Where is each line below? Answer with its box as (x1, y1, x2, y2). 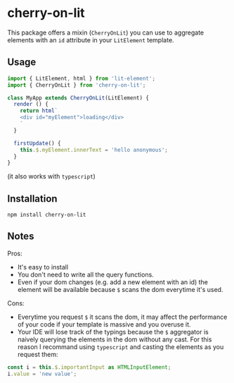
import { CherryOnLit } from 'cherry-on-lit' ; (7, 81, 146, 89)
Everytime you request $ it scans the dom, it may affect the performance (17, 312, 228, 321)
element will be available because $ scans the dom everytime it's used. (17, 285, 223, 293)
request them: (17, 350, 58, 358)
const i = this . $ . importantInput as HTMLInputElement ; (7, 363, 171, 371)
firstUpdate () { (13, 140, 61, 147)
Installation (7, 193, 58, 205)
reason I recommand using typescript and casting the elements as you (17, 342, 224, 351)
